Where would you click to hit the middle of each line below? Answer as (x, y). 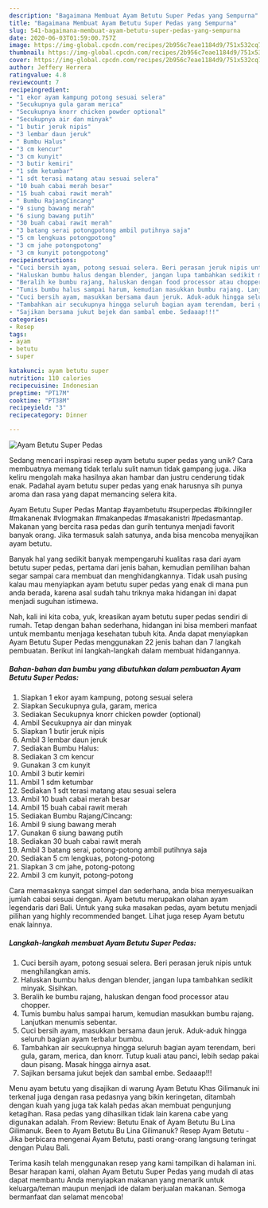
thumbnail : (27, 53)
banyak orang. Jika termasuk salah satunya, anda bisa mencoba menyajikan (134, 535)
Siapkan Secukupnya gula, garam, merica (89, 705)
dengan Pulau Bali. (40, 1147)
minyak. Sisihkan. (49, 988)
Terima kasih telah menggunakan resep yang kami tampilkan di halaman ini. (133, 1163)
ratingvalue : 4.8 (38, 75)
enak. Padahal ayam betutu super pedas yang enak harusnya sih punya (126, 486)
